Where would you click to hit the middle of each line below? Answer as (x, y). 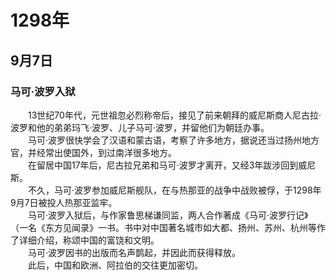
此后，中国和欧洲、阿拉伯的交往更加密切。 (115, 265)
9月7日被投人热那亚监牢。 (64, 202)
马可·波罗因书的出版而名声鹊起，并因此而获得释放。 (134, 252)
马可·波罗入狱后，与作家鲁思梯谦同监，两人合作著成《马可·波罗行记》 (168, 215)
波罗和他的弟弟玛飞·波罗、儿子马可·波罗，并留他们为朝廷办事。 (140, 127)
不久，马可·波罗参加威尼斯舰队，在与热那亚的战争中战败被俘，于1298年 (174, 190)
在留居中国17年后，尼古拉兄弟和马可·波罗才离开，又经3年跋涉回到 (163, 165)
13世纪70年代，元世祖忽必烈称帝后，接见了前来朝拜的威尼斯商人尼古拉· (174, 115)
